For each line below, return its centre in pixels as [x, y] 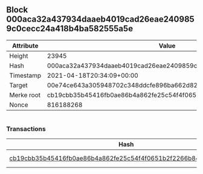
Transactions [26, 129]
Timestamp [25, 75]
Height [19, 55]
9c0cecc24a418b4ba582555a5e [70, 29]
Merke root [25, 95]
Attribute [25, 46]
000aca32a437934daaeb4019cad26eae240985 [100, 20]
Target [19, 85]
